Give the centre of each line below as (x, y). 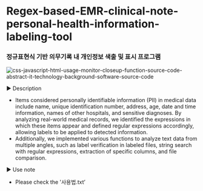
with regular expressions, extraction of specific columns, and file (96, 152)
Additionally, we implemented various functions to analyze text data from (106, 139)
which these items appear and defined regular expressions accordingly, (105, 126)
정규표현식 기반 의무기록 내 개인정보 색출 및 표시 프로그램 (84, 57)
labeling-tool (39, 37)
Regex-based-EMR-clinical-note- (92, 11)
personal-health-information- (83, 24)
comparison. (31, 158)
